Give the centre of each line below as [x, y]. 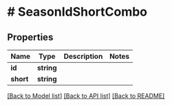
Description [83, 56]
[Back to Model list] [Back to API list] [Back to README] [86, 96]
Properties [30, 37]
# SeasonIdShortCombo [77, 12]
